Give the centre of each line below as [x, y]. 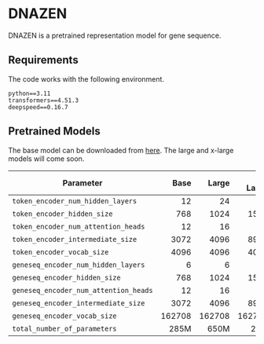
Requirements [43, 60]
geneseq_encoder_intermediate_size [79, 303]
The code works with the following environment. [86, 79]
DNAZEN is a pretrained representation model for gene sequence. [115, 35]
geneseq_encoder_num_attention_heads [82, 290]
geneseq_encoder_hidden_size [66, 277]
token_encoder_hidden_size [62, 214]
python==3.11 [29, 93]
